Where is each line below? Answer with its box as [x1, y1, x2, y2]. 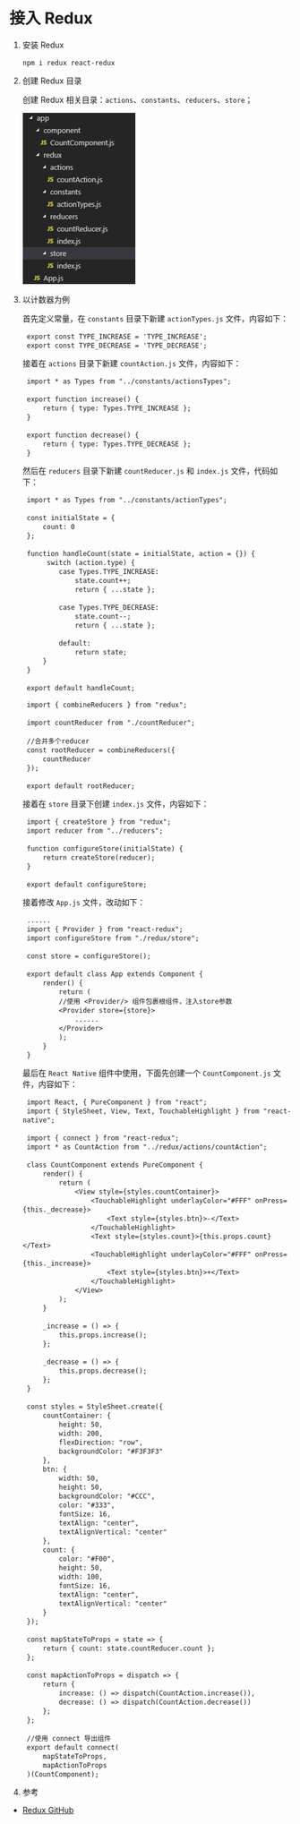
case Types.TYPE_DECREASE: [58, 603, 159, 612]
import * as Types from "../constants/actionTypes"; [26, 495, 227, 504]
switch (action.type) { [46, 558, 136, 567]
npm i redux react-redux [21, 58, 116, 67]
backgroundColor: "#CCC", [58, 1492, 156, 1501]
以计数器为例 [21, 294, 70, 304]
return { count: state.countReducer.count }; [42, 1644, 216, 1653]
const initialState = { [26, 513, 116, 522]
